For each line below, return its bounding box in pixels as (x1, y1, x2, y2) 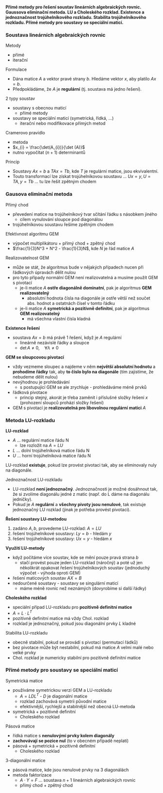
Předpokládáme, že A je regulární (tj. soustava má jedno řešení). (12, 86, 142, 92)
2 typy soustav (5, 95, 35, 101)
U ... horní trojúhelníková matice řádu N (12, 453, 91, 459)
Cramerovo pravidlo (5, 130, 45, 136)
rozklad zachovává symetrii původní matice (19, 698, 107, 704)
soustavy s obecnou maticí (12, 105, 67, 111)
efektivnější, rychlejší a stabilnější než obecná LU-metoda (19, 703, 135, 709)
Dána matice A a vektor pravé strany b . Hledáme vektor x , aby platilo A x (12, 76, 157, 82)
